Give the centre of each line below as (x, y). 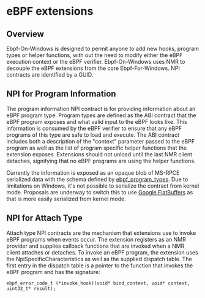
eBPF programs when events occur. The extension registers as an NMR (96, 239)
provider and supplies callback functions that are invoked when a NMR (95, 246)
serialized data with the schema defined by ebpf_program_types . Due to (97, 179)
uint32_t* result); (31, 288)
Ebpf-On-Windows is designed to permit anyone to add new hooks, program (103, 48)
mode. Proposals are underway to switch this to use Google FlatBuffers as (100, 192)
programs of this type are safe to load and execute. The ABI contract (93, 135)
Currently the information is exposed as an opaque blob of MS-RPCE (93, 172)
